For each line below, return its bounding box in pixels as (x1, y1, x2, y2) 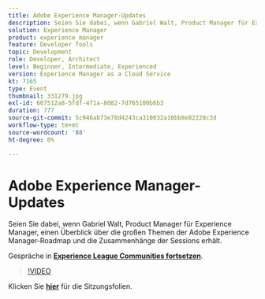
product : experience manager (8, 33, 104, 42)
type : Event (8, 84, 47, 93)
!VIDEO (27, 267, 51, 276)
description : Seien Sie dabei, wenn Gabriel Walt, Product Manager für (8, 19, 248, 27)
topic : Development (8, 48, 73, 56)
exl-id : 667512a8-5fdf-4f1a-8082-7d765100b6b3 (8, 99, 164, 107)
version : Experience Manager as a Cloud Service (8, 70, 171, 78)
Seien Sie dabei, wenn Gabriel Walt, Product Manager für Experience (8, 220, 233, 229)
